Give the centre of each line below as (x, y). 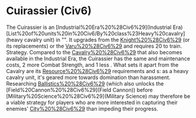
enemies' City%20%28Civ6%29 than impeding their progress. (82, 109)
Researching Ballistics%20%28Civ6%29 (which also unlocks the (85, 83)
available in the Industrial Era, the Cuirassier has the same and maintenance (98, 58)
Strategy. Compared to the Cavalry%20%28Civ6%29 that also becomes (94, 52)
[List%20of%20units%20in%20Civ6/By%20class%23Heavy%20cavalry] (96, 33)
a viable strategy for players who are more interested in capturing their (92, 102)
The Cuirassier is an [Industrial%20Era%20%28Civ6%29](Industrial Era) (94, 27)
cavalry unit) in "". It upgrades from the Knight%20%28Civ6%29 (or (107, 40)
